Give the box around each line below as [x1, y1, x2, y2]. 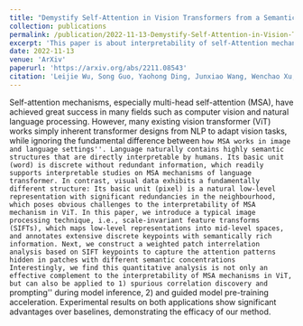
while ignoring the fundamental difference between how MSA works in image [9, 135, 291, 145]
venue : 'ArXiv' [9, 55, 67, 64]
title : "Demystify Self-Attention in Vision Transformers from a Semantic [9, 13, 297, 23]
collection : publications [9, 22, 106, 31]
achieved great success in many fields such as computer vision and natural [9, 106, 289, 117]
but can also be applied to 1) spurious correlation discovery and [9, 279, 269, 288]
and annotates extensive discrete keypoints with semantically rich [9, 231, 272, 240]
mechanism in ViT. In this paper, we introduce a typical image [9, 208, 256, 217]
